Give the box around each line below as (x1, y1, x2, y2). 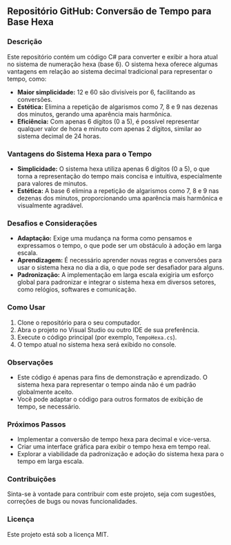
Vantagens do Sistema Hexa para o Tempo (7, 149, 152, 158)
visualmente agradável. (17, 201, 84, 209)
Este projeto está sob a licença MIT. (7, 530, 109, 538)
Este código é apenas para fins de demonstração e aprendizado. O (17, 373, 208, 381)
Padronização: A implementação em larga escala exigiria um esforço (17, 271, 214, 279)
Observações (7, 358, 54, 367)
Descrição (7, 37, 43, 47)
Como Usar (7, 302, 46, 312)
